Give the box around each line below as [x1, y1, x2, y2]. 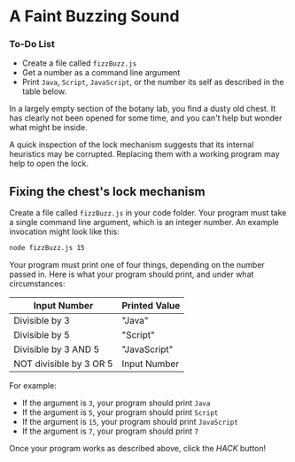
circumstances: [9, 278, 66, 289]
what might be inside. [9, 122, 89, 133]
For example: [9, 380, 58, 391]
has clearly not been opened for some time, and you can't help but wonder [9, 113, 283, 123]
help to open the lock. [9, 158, 89, 169]
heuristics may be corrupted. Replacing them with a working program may [9, 149, 281, 160]
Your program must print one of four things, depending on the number [9, 260, 266, 270]
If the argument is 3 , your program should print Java [21, 397, 211, 409]
